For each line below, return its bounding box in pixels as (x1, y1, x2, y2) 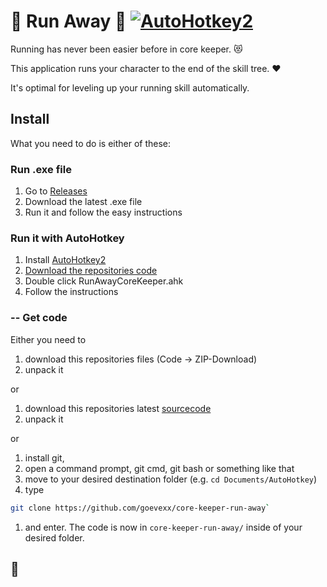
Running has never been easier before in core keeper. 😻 (10, 43, 243, 55)
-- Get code (10, 311, 68, 325)
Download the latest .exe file (24, 196, 143, 208)
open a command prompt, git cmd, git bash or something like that (24, 462, 295, 474)
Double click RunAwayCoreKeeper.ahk (24, 275, 184, 287)
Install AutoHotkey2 (24, 254, 107, 266)
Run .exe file (10, 162, 72, 176)
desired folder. (24, 531, 85, 544)
